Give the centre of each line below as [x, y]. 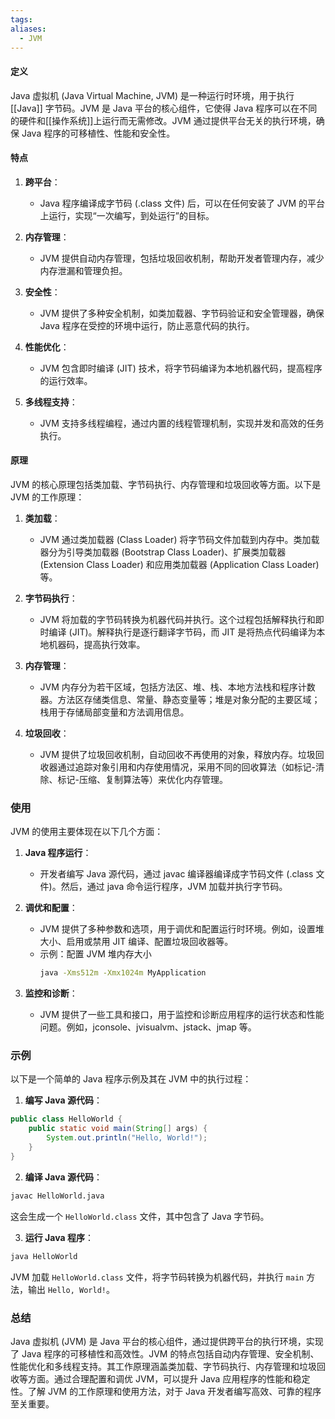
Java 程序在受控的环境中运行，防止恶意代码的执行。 [147, 325]
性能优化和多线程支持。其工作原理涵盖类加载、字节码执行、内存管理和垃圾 [163, 1366]
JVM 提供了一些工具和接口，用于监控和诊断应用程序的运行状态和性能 [182, 1015]
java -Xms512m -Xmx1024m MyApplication [123, 973]
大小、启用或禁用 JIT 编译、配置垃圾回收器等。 [136, 942]
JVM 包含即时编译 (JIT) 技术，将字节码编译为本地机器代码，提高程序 [181, 368]
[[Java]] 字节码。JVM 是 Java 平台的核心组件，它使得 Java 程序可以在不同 [164, 108]
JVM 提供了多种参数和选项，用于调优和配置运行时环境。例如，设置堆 [182, 929]
